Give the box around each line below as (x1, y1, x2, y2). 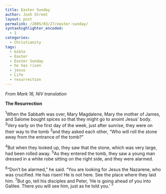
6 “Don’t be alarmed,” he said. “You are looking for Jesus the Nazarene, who (5, 165, 161, 172)
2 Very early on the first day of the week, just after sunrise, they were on (5, 121, 153, 128)
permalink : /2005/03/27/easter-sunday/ (5, 21, 88, 26)
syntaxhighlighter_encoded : (5, 26, 64, 31)
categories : (5, 35, 30, 40)
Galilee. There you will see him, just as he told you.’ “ (5, 183, 113, 189)
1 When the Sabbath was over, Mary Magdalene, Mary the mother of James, (5, 110, 160, 117)
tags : (5, 44, 16, 49)
